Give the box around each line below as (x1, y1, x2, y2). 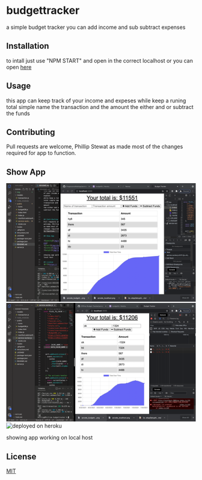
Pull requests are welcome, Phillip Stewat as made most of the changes (6, 143, 183, 151)
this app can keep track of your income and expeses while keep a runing (6, 97, 186, 104)
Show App (6, 167, 46, 177)
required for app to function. (6, 149, 76, 157)
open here (6, 63, 32, 70)
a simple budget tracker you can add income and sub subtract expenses (6, 23, 186, 31)
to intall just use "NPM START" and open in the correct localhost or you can (6, 57, 194, 64)
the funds (6, 110, 30, 117)
